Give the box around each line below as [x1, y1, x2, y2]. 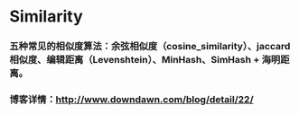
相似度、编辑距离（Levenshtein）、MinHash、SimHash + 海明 [9, 54, 281, 66]
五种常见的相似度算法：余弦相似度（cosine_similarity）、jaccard [9, 40, 291, 53]
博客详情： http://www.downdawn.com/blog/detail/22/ [9, 93, 255, 106]
